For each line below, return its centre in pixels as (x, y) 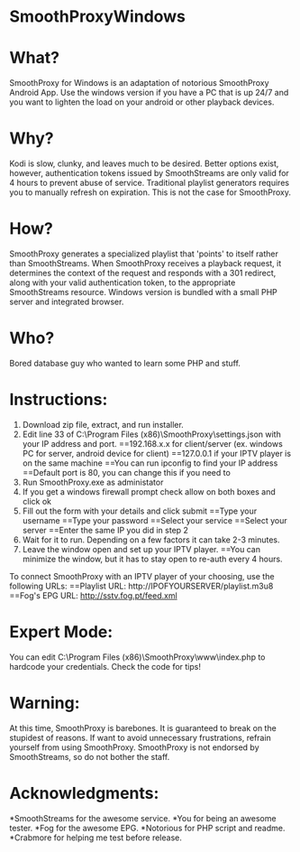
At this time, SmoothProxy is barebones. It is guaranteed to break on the (143, 727)
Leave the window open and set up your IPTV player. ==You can (141, 549)
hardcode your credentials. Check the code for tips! (105, 666)
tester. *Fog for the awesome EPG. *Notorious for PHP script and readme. (147, 828)
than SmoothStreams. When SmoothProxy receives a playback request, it (145, 263)
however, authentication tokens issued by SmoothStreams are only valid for (150, 173)
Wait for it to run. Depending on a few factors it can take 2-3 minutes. (151, 540)
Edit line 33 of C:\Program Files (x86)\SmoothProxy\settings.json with (151, 434)
